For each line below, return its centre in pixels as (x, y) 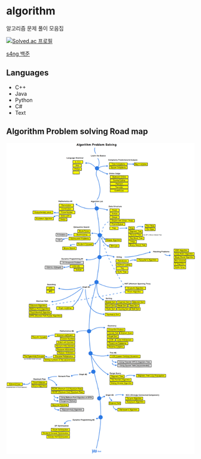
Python (24, 100)
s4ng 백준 (18, 53)
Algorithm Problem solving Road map (77, 132)
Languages (28, 73)
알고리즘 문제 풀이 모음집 (35, 28)
